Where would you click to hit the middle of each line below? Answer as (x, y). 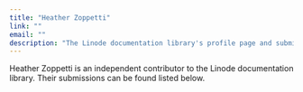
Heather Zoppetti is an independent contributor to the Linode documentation (151, 69)
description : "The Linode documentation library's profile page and (141, 43)
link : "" (26, 26)
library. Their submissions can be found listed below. (107, 78)
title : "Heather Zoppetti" (60, 18)
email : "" (28, 34)
